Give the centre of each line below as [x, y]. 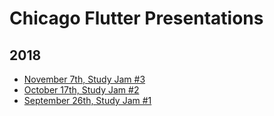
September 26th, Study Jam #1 [87, 100]
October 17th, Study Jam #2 [81, 90]
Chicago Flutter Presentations [136, 18]
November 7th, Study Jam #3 [84, 79]
